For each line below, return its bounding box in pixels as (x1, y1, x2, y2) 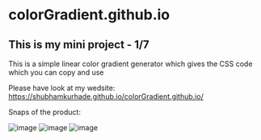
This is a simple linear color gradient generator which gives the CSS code (8, 59, 253, 68)
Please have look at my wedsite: (8, 83, 116, 93)
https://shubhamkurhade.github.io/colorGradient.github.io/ (8, 92, 204, 101)
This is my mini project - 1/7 (8, 38, 149, 51)
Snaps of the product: (8, 107, 81, 117)
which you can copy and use (8, 68, 104, 77)
